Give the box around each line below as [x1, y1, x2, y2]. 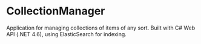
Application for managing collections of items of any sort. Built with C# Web [6, 24, 196, 31]
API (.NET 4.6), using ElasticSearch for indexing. [6, 30, 127, 37]
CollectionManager [6, 4, 105, 18]
